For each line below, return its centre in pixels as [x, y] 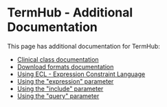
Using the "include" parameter [60, 88]
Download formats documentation [65, 67]
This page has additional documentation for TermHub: [83, 46]
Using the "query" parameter [58, 96]
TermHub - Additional [70, 13]
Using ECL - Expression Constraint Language [81, 74]
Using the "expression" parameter [65, 81]
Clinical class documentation [58, 59]
